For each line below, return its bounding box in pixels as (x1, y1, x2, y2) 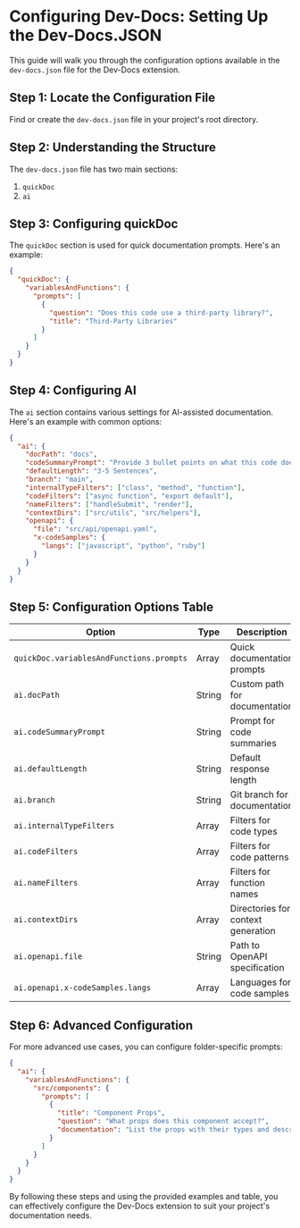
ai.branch (13, 795, 55, 805)
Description (236, 626, 287, 638)
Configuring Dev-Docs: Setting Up (9, 6, 269, 27)
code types (229, 825, 279, 837)
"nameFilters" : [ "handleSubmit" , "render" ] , (25, 500, 194, 509)
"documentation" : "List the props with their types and (56, 1125, 270, 1134)
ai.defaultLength (13, 764, 87, 774)
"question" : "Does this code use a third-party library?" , (48, 308, 274, 317)
